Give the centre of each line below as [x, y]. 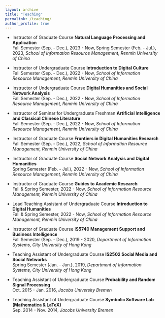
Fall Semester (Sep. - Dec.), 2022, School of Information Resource [80, 144]
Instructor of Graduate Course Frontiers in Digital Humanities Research [85, 139]
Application [24, 43]
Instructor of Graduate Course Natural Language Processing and [79, 37]
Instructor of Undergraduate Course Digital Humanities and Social [80, 88]
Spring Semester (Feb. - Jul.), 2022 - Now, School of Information [78, 169]
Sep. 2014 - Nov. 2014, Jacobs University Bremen [63, 310]
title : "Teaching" [24, 14]
